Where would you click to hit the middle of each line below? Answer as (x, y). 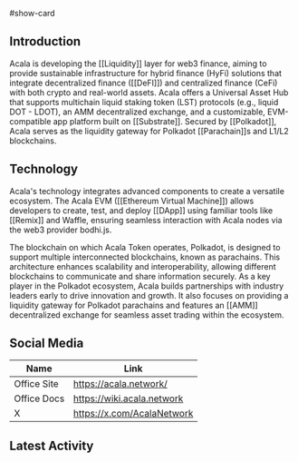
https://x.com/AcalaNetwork (133, 414)
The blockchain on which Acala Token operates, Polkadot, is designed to (145, 247)
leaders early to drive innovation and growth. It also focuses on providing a (149, 295)
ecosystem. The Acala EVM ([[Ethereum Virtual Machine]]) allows (132, 201)
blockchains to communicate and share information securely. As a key (140, 276)
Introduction (45, 41)
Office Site (36, 384)
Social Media (47, 344)
